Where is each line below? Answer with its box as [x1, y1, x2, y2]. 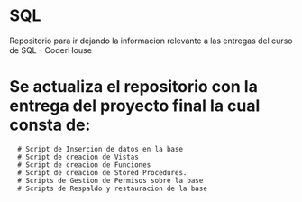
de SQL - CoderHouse [9, 44, 93, 55]
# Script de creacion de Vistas [17, 152, 140, 161]
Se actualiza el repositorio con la [9, 77, 259, 97]
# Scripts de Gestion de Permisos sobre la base [17, 176, 204, 185]
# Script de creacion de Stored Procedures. [17, 168, 188, 177]
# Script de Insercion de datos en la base [17, 144, 183, 153]
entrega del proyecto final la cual [9, 96, 261, 116]
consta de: [9, 115, 91, 135]
